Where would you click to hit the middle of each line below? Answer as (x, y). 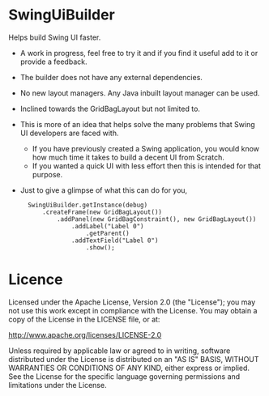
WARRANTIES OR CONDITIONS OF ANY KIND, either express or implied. (129, 368)
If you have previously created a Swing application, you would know (146, 148)
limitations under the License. (58, 385)
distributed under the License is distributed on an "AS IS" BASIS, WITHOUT (134, 359)
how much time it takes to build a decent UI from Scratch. (128, 157)
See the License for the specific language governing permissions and (124, 376)
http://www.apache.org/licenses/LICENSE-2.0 (85, 334)
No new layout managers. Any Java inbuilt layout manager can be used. (140, 93)
